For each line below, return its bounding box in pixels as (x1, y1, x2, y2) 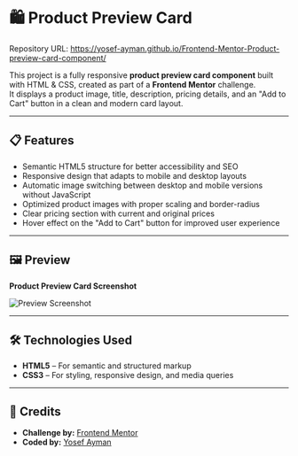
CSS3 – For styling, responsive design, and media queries (21, 370, 234, 381)
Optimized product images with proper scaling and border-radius (21, 198, 260, 209)
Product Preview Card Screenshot (9, 281, 137, 291)
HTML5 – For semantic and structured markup (21, 360, 192, 371)
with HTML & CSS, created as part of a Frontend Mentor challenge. (9, 79, 256, 89)
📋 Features (9, 133, 74, 148)
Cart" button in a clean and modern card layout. (9, 97, 184, 108)
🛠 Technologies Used (9, 332, 133, 347)
